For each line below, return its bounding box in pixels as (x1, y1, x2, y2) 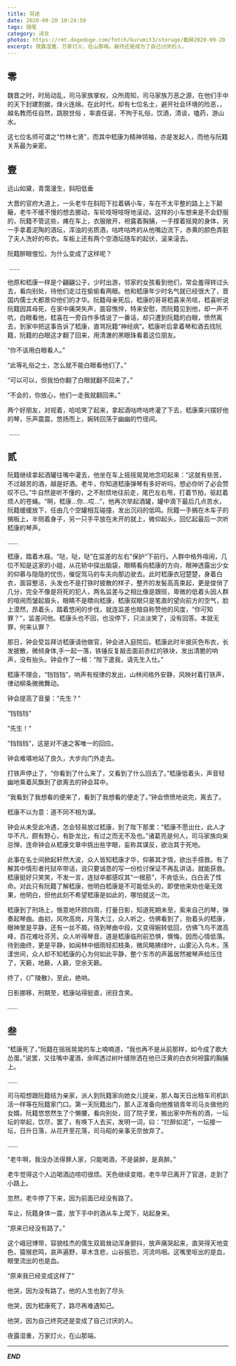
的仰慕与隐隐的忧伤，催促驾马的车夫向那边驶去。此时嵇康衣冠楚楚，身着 (7, 570, 216, 578)
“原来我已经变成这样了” (7, 1272, 75, 1280)
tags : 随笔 (7, 23, 37, 30)
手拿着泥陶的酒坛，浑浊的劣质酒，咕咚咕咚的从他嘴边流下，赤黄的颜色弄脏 (13, 225, 229, 233)
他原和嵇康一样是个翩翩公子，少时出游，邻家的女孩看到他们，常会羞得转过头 (7, 278, 229, 286)
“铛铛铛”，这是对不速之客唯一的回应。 (7, 739, 118, 748)
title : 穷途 (7, 10, 40, 18)
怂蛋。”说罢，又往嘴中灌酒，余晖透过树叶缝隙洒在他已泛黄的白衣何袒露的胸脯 (7, 1054, 229, 1062)
